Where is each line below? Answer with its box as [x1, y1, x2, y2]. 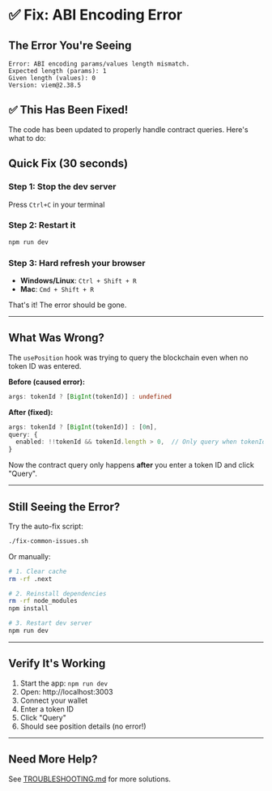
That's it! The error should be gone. [8, 300, 127, 310]
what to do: [8, 133, 46, 143]
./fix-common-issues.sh [8, 537, 89, 545]
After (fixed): [8, 407, 53, 417]
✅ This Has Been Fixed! [8, 103, 129, 117]
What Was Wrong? [8, 331, 105, 345]
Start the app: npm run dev [19, 678, 108, 688]
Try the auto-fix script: [8, 521, 83, 531]
